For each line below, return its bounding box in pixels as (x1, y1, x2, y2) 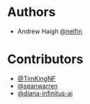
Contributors (7, 51, 84, 67)
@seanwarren (17, 81, 58, 90)
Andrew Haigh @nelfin (17, 27, 82, 35)
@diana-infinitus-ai (17, 89, 73, 97)
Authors (7, 4, 56, 20)
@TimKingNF (17, 74, 56, 83)
